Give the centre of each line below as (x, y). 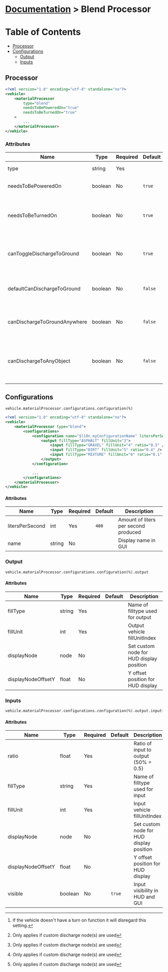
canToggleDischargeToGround (43, 253)
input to (142, 750)
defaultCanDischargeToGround (44, 288)
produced (130, 532)
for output (139, 617)
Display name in (137, 540)
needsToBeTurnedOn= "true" (50, 113)
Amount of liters (137, 520)
